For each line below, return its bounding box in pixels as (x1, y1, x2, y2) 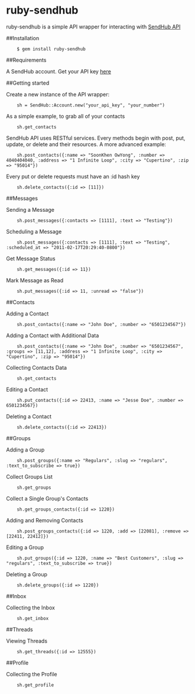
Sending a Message (6, 206, 55, 213)
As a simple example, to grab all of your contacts (6, 112, 125, 120)
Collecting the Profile (6, 670, 57, 677)
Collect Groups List (6, 473, 53, 480)
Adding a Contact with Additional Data (6, 332, 99, 339)
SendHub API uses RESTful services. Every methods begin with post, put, (6, 134, 186, 141)
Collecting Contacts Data (6, 364, 67, 371)
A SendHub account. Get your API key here (6, 67, 111, 75)
